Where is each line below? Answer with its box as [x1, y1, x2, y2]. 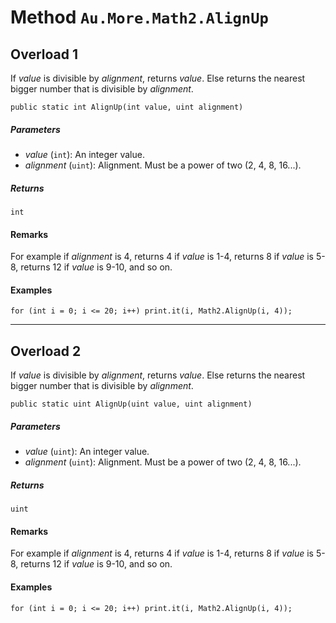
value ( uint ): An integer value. [24, 446, 150, 458]
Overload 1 [10, 46, 79, 63]
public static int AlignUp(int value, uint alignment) [10, 102, 244, 112]
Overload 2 [10, 342, 82, 360]
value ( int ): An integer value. [24, 148, 145, 160]
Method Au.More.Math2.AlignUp [10, 6, 269, 29]
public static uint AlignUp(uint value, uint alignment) [10, 399, 253, 410]
